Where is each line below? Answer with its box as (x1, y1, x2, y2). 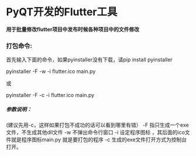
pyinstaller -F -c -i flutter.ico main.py (6, 92, 95, 99)
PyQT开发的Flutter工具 (6, 5, 118, 19)
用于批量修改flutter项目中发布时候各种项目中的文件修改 (6, 26, 140, 33)
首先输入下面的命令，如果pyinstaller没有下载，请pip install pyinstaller (6, 56, 173, 63)
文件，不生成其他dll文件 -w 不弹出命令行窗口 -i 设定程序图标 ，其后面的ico (6, 129, 185, 136)
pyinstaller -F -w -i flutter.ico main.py (6, 68, 96, 75)
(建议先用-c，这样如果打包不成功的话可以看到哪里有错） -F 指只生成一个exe (6, 122, 189, 129)
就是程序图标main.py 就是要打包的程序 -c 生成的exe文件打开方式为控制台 (11, 136, 187, 143)
